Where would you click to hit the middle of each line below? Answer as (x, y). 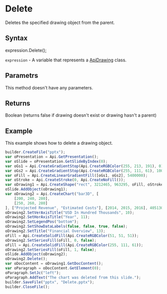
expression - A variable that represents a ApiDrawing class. (66, 60)
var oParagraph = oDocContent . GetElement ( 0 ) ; (53, 268)
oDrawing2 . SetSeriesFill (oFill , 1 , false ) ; (51, 250)
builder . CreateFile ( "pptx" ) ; (35, 152)
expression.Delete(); (26, 50)
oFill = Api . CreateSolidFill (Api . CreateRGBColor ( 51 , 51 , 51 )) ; (72, 236)
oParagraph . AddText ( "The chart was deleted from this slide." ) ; (73, 278)
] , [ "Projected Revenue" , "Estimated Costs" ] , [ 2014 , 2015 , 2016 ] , (77, 208)
